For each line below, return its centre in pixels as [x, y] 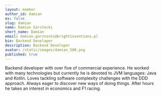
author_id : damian [23, 14]
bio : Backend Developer [29, 41]
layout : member [20, 9]
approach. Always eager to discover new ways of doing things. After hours [80, 83]
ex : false [15, 18]
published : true [21, 54]
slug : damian [18, 23]
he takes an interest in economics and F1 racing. [53, 89]
